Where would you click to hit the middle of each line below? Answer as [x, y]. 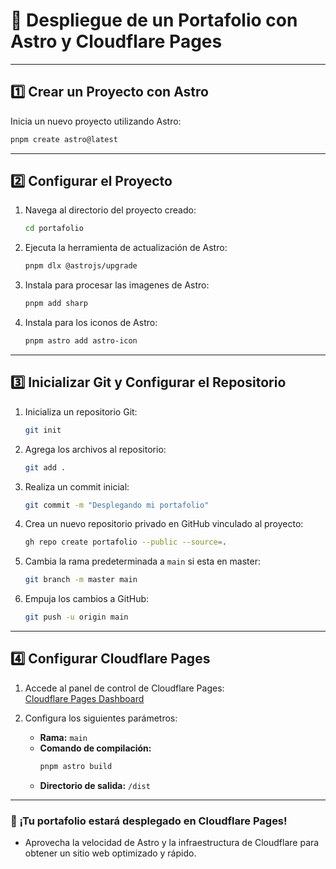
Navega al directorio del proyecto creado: [110, 210]
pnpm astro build [76, 766]
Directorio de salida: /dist [95, 785]
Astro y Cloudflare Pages [116, 41]
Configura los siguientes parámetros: [101, 718]
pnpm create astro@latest [64, 139]
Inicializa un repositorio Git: [81, 411]
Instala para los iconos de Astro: [91, 323]
